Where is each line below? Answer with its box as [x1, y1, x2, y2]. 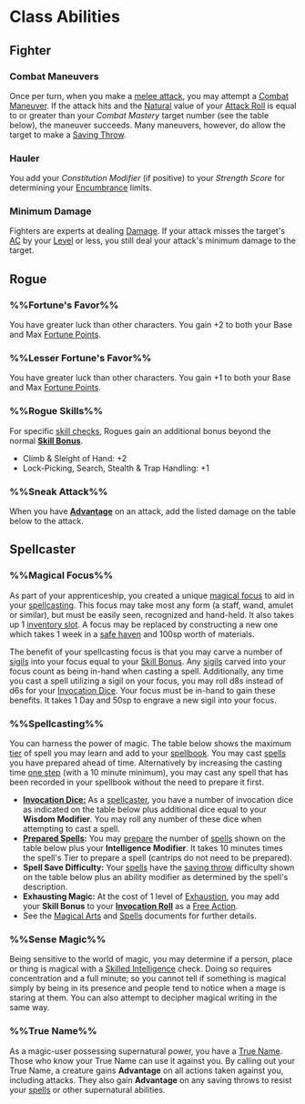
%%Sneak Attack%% [9, 485, 108, 498]
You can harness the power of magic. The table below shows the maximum [9, 738, 292, 749]
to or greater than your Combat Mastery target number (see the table [9, 109, 269, 120]
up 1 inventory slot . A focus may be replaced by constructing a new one [9, 619, 279, 630]
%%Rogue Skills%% [9, 405, 103, 418]
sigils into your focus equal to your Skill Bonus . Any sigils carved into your [9, 655, 287, 666]
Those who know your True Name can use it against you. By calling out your [9, 1055, 296, 1066]
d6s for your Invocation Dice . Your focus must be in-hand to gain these [9, 684, 276, 695]
